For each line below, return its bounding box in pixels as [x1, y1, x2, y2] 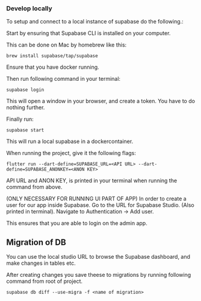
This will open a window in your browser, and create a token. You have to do [6, 98, 196, 105]
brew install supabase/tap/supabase [6, 53, 98, 59]
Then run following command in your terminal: [6, 75, 121, 83]
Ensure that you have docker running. [6, 63, 99, 71]
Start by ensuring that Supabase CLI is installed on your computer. [6, 30, 171, 37]
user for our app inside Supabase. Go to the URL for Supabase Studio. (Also [6, 201, 194, 209]
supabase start [6, 127, 45, 133]
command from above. [6, 183, 63, 191]
